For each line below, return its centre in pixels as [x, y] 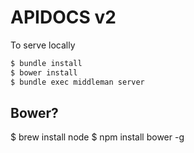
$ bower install [44, 72]
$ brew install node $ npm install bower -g [97, 137]
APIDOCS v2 [63, 17]
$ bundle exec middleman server [77, 82]
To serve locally [43, 45]
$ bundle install [46, 63]
